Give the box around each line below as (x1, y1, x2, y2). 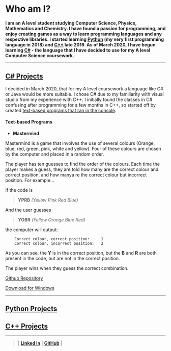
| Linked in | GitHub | (17, 340, 63, 346)
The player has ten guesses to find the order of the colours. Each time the (5, 161, 160, 167)
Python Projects (5, 305, 58, 313)
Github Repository (5, 275, 43, 281)
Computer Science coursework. (5, 52, 74, 59)
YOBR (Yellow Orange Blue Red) (17, 216, 85, 222)
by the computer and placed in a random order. (5, 151, 104, 157)
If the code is (5, 187, 33, 193)
